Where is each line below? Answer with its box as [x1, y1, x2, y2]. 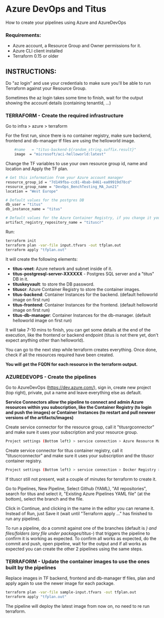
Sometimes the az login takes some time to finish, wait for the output [5, 95, 143, 101]
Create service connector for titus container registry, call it [5, 447, 123, 453]
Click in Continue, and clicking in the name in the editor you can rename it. [5, 505, 155, 511]
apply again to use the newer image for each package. [5, 580, 115, 586]
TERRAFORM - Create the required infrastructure [5, 112, 124, 119]
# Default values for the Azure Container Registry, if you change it [5, 215, 152, 220]
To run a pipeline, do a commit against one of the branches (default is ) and [5, 525, 157, 531]
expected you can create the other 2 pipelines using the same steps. [5, 546, 143, 552]
